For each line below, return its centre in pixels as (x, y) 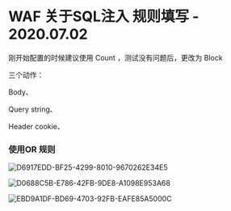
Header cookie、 (36, 126)
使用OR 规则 (32, 149)
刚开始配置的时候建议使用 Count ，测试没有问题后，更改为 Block (116, 57)
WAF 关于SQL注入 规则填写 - (104, 17)
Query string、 (33, 109)
